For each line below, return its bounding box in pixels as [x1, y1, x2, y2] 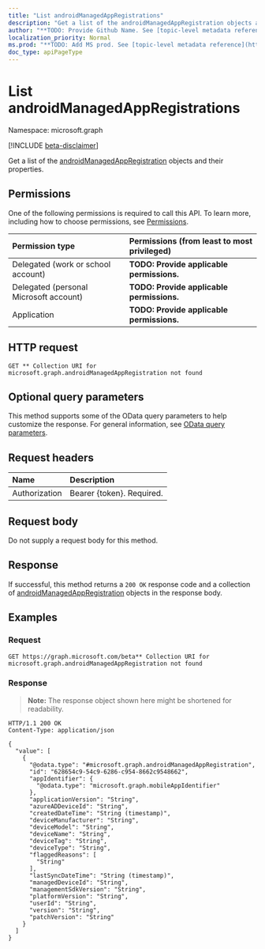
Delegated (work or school [12, 259, 111, 270]
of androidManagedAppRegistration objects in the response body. [8, 588, 223, 597]
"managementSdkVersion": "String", [28, 885, 147, 894]
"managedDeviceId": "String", [28, 879, 129, 887]
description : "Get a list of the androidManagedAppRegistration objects [8, 19, 252, 27]
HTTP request [8, 341, 79, 354]
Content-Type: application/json [8, 726, 114, 734]
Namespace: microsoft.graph [8, 125, 103, 134]
